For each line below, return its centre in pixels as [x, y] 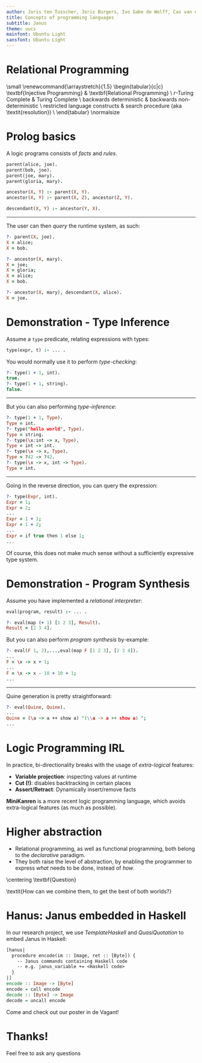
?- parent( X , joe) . [31, 237]
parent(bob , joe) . [29, 170]
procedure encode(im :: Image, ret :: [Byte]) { [74, 955]
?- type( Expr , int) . [32, 496]
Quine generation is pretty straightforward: [59, 696]
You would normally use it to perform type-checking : [72, 361]
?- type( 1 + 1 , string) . [37, 384]
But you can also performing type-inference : [61, 407]
